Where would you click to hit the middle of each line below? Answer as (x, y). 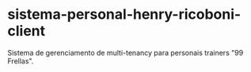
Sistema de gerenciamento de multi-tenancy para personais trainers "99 (125, 52)
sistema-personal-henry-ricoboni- (124, 14)
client (27, 31)
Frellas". (21, 61)
